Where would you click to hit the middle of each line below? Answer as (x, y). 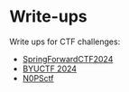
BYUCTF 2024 (50, 69)
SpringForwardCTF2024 (68, 59)
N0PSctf (38, 78)
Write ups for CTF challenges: (65, 41)
